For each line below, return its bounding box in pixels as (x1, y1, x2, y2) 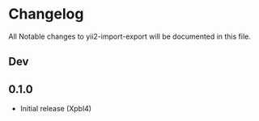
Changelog (8, 5, 84, 23)
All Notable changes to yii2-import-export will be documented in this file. (8, 31, 251, 41)
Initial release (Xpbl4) (19, 104, 91, 114)
